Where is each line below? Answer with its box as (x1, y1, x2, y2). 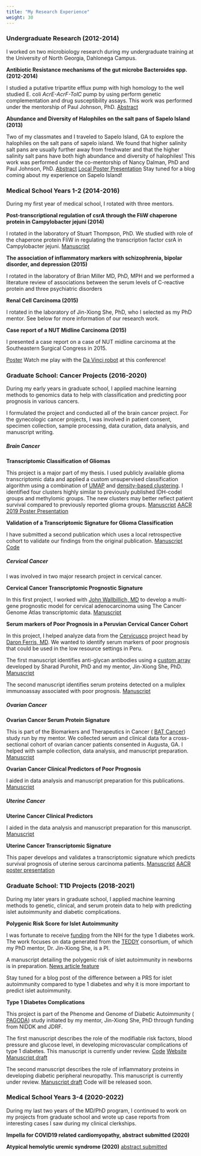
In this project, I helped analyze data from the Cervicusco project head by (6, 632, 188, 639)
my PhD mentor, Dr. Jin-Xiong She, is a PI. (6, 944, 110, 951)
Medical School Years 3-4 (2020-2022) (6, 1093, 124, 1102)
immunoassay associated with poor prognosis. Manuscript (6, 688, 151, 695)
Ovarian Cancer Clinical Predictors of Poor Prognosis (6, 765, 142, 772)
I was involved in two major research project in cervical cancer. (6, 573, 163, 580)
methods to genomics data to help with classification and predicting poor (6, 391, 187, 399)
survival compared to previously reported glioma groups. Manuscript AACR (6, 501, 192, 509)
